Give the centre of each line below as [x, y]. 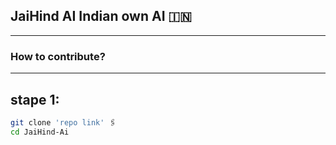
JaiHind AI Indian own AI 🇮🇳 [101, 16]
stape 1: [35, 99]
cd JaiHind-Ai [40, 132]
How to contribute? [58, 56]
